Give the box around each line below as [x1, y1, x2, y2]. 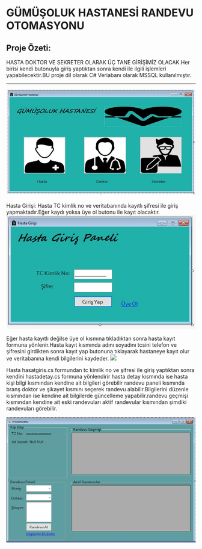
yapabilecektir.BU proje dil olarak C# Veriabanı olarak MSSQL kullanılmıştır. [6, 72, 192, 78]
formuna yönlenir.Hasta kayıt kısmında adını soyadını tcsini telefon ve [6, 341, 177, 349]
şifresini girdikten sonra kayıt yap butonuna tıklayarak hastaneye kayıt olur [6, 347, 190, 355]
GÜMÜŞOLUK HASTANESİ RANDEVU [6, 6, 194, 20]
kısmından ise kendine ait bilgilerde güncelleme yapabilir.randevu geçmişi [6, 392, 188, 399]
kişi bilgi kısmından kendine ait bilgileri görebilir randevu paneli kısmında [6, 379, 185, 386]
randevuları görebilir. [6, 405, 58, 412]
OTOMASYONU [6, 19, 85, 33]
